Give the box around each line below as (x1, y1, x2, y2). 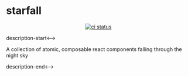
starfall (6, 4, 42, 17)
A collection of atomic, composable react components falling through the (6, 45, 183, 53)
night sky (6, 52, 28, 59)
